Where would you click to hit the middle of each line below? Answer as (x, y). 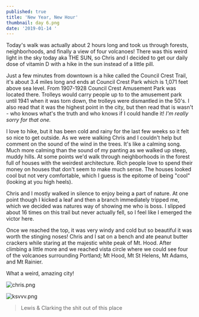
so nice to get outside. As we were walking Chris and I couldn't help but (94, 138)
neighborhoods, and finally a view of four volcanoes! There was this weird (97, 52)
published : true (26, 12)
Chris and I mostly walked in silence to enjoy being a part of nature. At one (97, 193)
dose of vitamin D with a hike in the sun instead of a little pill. (80, 64)
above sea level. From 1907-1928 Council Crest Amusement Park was (91, 88)
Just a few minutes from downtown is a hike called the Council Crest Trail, (97, 76)
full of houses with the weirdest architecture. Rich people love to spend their (99, 163)
